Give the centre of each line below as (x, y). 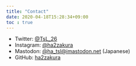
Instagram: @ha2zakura (44, 45)
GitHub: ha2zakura (38, 58)
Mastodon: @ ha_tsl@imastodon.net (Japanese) (72, 51)
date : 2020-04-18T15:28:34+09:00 (47, 17)
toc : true (20, 22)
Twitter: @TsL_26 (36, 39)
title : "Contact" (27, 11)
